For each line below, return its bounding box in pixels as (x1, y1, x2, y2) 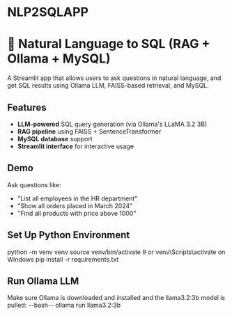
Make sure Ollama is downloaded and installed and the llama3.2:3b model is (7, 294, 226, 302)
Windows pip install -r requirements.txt (7, 255, 119, 263)
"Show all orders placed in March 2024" (17, 201, 133, 210)
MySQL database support (17, 134, 93, 143)
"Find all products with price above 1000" (17, 209, 137, 217)
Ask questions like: (7, 180, 61, 189)
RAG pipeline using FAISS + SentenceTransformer (17, 127, 162, 136)
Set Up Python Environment (7, 229, 130, 241)
